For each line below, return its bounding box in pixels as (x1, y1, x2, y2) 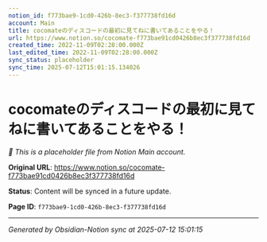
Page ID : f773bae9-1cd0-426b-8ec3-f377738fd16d (8, 201, 167, 211)
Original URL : (8, 162, 53, 172)
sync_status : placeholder (8, 57, 94, 64)
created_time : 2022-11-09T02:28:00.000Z (8, 41, 145, 49)
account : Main (8, 19, 56, 27)
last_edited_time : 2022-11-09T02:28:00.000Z (8, 49, 158, 57)
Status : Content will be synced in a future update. (8, 186, 172, 196)
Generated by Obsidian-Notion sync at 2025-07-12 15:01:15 (8, 224, 203, 234)
